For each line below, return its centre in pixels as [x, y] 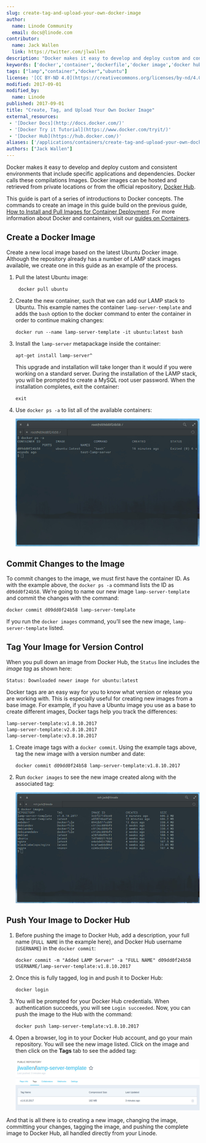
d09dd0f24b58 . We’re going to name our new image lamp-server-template [98, 592]
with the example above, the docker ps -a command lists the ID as [90, 585]
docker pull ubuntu [43, 289]
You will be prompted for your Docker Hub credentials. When [92, 1001]
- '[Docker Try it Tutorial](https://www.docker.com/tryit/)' [90, 130]
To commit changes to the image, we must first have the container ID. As [98, 579]
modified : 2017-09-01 [34, 84]
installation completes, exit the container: [67, 386]
